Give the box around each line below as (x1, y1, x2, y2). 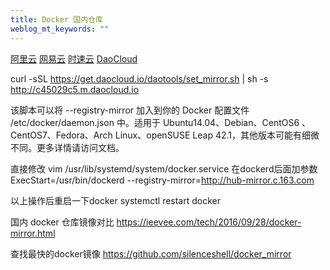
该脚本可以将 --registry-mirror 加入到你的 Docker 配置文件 (10, 104, 250, 116)
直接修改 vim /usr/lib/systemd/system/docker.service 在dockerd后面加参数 (10, 162, 318, 175)
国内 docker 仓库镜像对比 (10, 216, 115, 228)
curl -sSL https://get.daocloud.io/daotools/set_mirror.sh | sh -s (10, 72, 269, 85)
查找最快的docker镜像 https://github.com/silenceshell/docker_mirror (10, 247, 292, 260)
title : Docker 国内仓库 (10, 14, 103, 25)
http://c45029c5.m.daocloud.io (10, 83, 140, 95)
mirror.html (10, 227, 56, 239)
